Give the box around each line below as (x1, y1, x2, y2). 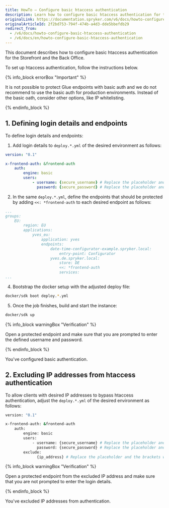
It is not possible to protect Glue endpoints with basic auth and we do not (5, 84, 157, 90)
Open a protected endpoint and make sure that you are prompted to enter (5, 331, 157, 337)
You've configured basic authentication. (5, 356, 88, 362)
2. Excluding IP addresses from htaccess (5, 371, 136, 379)
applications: (23, 228, 53, 233)
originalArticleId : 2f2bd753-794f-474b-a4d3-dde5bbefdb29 (5, 21, 129, 27)
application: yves (41, 237, 80, 242)
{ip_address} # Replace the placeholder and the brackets (37, 455, 161, 460)
